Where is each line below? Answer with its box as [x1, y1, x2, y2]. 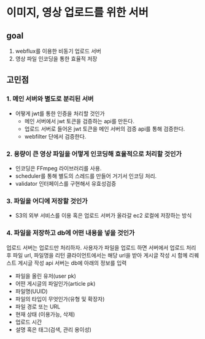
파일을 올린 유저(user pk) [15, 272, 77, 280]
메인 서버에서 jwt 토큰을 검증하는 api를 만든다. [24, 117, 135, 124]
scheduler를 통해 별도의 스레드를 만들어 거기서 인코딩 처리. [15, 172, 157, 180]
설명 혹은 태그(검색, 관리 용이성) [15, 326, 92, 333]
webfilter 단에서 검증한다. [24, 132, 87, 140]
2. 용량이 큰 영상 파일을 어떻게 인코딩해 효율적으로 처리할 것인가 [6, 150, 182, 158]
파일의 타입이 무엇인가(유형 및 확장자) [15, 295, 105, 302]
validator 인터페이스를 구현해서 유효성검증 [15, 180, 117, 187]
